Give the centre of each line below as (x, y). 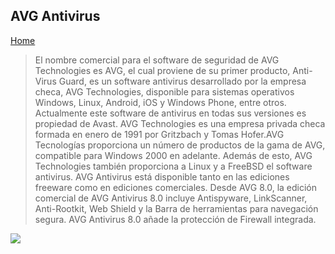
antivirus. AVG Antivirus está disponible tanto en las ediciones (162, 176)
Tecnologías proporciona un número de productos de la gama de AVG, (180, 145)
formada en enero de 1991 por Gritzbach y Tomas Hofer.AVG (159, 134)
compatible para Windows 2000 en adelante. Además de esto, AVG (173, 155)
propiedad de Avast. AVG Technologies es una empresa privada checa (180, 123)
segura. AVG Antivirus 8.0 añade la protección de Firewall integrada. (175, 219)
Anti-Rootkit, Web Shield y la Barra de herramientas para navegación (176, 208)
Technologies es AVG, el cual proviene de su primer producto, (162, 70)
